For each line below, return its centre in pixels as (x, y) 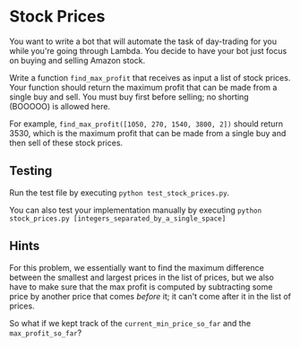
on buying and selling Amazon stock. (77, 60)
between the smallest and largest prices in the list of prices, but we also (142, 277)
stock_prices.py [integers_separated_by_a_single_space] (118, 218)
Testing (31, 171)
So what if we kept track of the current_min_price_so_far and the (130, 323)
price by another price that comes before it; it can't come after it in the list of (150, 296)
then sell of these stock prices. (66, 143)
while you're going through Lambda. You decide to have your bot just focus (148, 50)
